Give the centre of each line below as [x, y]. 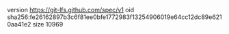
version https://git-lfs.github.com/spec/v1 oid [71, 10]
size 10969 [48, 24]
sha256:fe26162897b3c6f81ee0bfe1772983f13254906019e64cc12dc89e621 [114, 17]
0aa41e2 [19, 24]
